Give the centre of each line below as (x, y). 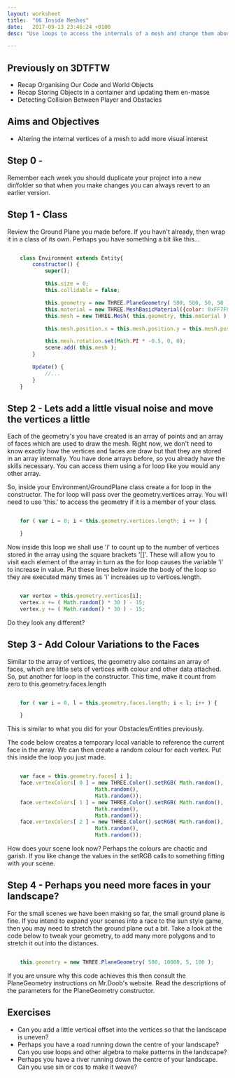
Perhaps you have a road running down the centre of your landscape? (118, 1044)
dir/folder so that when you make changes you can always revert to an (109, 185)
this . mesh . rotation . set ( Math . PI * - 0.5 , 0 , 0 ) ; (115, 341)
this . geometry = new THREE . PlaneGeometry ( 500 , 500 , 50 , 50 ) (137, 302)
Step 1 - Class (37, 215)
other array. (24, 474)
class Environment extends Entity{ (72, 258)
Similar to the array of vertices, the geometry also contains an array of (108, 661)
